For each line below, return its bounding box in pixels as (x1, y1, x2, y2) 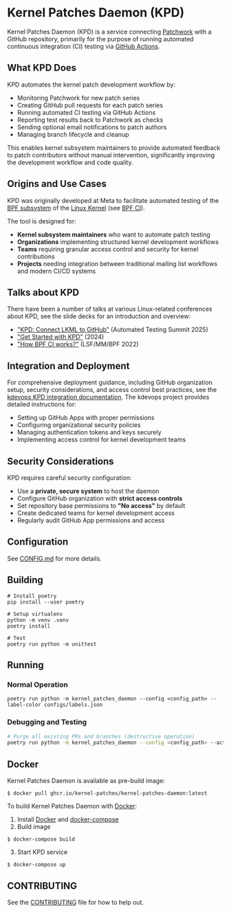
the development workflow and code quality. (7, 158, 133, 166)
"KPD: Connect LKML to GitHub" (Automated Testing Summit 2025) (16, 325, 208, 334)
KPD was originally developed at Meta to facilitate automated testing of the (7, 196, 219, 204)
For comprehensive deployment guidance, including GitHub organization (7, 378, 213, 386)
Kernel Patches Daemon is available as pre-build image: (7, 777, 165, 785)
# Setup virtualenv (7, 610, 63, 617)
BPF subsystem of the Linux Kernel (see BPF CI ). (7, 203, 146, 212)
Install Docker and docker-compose (16, 815, 119, 824)
